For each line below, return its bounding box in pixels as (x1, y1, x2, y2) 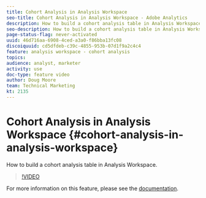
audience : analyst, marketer (6, 60, 81, 66)
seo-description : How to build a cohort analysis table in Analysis (6, 26, 185, 32)
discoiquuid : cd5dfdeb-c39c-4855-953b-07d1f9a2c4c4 (6, 43, 141, 50)
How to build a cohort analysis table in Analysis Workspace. (6, 161, 158, 168)
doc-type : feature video (6, 71, 70, 78)
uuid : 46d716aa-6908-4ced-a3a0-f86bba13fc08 (6, 37, 122, 43)
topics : (6, 54, 26, 61)
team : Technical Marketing (6, 83, 75, 89)
